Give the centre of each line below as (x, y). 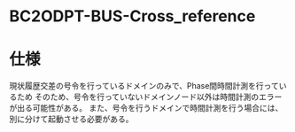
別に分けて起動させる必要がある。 (71, 119)
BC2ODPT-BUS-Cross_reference (132, 16)
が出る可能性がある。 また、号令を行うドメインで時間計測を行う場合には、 (146, 108)
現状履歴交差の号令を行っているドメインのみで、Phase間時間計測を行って (144, 86)
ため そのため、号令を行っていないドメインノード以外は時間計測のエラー (149, 97)
